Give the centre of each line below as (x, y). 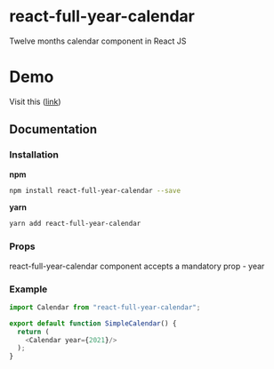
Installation (34, 155)
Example (28, 289)
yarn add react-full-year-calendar (75, 224)
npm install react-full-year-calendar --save (95, 190)
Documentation (53, 129)
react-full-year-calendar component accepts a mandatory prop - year (137, 266)
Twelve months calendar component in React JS (98, 41)
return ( (33, 332)
